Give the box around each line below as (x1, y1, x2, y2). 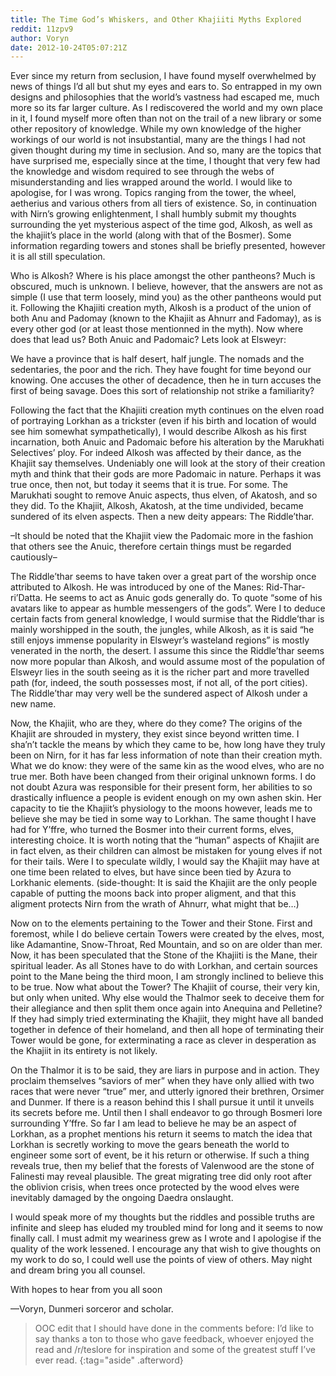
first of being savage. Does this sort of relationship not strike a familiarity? (10, 385, 315, 397)
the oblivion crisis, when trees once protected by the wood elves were (10, 1181, 300, 1193)
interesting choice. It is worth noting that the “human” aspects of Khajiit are (10, 834, 320, 846)
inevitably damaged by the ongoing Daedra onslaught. (10, 1192, 234, 1204)
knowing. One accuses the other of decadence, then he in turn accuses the (10, 374, 322, 386)
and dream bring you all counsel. (10, 1264, 146, 1276)
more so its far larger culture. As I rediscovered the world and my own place (10, 102, 323, 114)
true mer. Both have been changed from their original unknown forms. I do (10, 771, 317, 783)
